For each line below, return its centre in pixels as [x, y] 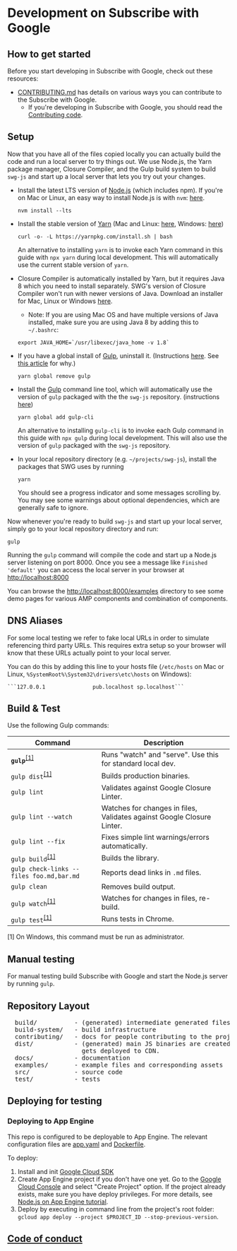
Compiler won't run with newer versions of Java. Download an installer [120, 293]
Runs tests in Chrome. [138, 919]
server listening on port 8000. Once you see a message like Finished [108, 562]
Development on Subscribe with [103, 13]
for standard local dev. [139, 764]
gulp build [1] [33, 858]
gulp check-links [40, 869]
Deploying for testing [55, 1101]
